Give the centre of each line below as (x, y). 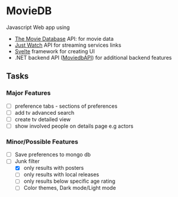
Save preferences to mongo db (53, 154)
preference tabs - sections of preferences (66, 106)
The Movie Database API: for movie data (64, 38)
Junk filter (27, 162)
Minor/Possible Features (42, 141)
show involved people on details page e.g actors (74, 126)
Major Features (28, 93)
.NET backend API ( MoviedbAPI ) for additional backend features (93, 57)
